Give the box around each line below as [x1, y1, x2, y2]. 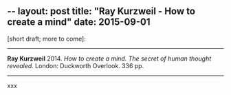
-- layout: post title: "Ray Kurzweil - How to [7, 6, 196, 17]
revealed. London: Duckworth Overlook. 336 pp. [7, 61, 144, 70]
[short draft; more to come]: [7, 34, 86, 43]
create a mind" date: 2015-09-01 [7, 17, 151, 28]
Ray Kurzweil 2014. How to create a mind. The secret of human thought [7, 54, 212, 63]
